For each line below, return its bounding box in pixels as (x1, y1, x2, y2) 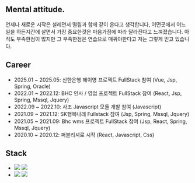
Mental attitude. (5, 5, 65, 15)
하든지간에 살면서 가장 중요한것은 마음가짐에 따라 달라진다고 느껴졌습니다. (16, 28, 183, 35)
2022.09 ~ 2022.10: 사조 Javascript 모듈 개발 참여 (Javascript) (13, 103, 162, 110)
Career (5, 60, 32, 70)
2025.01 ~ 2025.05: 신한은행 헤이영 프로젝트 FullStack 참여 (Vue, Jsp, (13, 76, 177, 83)
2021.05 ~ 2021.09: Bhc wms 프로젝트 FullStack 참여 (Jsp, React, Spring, (13, 118, 187, 125)
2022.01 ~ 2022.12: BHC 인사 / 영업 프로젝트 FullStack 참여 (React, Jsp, (13, 90, 182, 97)
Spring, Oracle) (13, 83, 51, 90)
